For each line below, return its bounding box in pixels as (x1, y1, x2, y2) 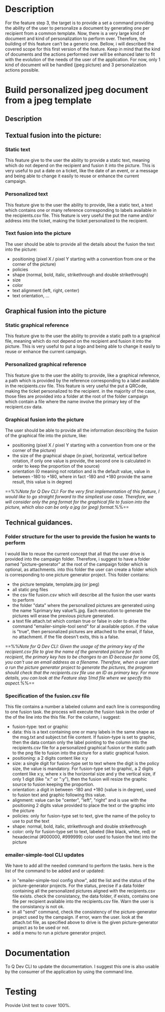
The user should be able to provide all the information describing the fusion (5, 427, 158, 433)
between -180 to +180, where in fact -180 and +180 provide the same (12, 474, 153, 480)
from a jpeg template (5, 95, 92, 106)
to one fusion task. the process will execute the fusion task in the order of (5, 709, 155, 715)
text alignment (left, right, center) (12, 287, 80, 293)
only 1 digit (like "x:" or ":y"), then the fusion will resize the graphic (12, 776, 147, 782)
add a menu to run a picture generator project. (12, 930, 107, 936)
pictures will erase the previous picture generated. (12, 612, 115, 618)
